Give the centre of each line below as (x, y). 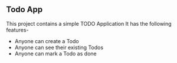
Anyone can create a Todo (47, 41)
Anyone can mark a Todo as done (55, 53)
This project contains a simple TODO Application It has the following (89, 23)
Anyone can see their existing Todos (59, 47)
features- (17, 30)
